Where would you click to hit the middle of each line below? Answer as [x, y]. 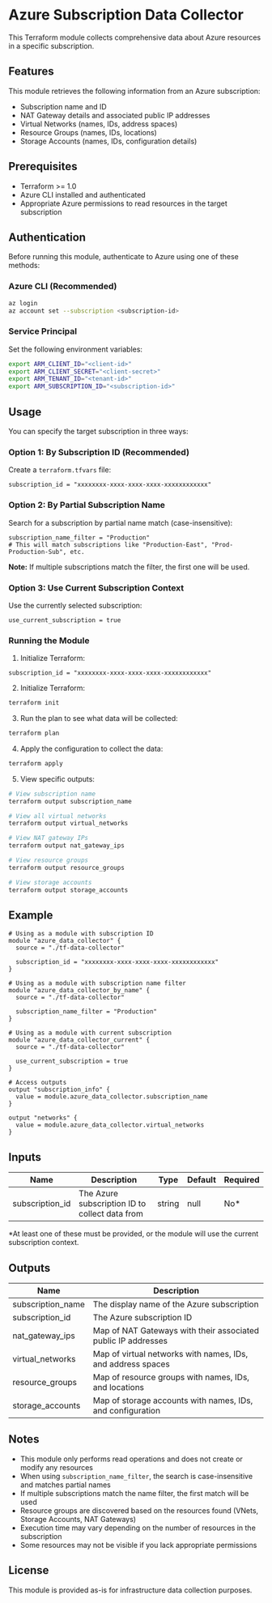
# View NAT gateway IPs [49, 838]
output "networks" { [43, 1118]
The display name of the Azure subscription [176, 1304]
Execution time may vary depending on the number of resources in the [138, 1528]
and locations [118, 1388]
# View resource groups [49, 860]
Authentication [47, 237]
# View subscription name [52, 794]
